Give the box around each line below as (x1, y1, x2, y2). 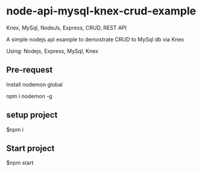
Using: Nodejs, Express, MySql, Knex (6, 47, 98, 55)
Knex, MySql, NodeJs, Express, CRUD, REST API (6, 24, 127, 31)
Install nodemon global (6, 81, 63, 88)
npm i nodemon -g (6, 92, 52, 100)
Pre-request (6, 65, 53, 75)
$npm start (6, 159, 34, 167)
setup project (6, 110, 58, 120)
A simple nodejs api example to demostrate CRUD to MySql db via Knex (6, 35, 185, 43)
